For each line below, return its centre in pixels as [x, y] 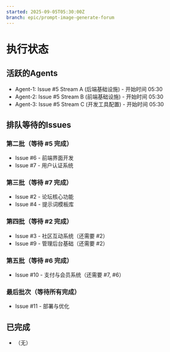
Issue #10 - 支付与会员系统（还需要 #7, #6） [70, 275]
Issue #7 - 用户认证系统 [44, 165]
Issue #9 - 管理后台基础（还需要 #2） [61, 243]
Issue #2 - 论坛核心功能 [44, 197]
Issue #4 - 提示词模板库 [44, 204]
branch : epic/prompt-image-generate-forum [60, 18]
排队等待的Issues [39, 125]
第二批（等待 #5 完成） [39, 144]
